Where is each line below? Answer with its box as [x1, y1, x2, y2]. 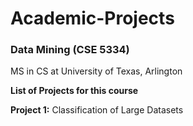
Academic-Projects [10, 7, 175, 30]
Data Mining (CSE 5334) [10, 43, 130, 57]
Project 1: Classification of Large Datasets [10, 104, 184, 116]
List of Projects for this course [10, 85, 139, 97]
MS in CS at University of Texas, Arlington [10, 65, 183, 77]
